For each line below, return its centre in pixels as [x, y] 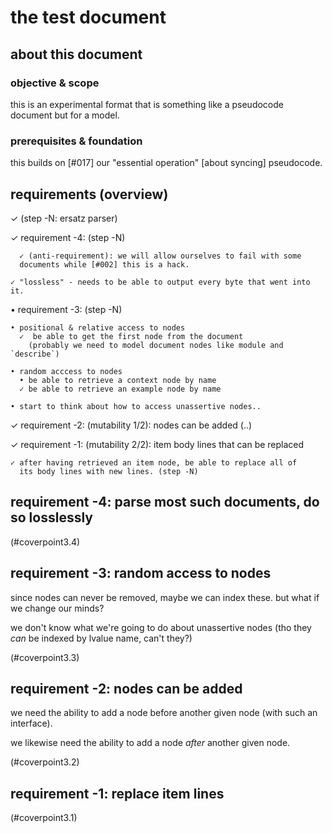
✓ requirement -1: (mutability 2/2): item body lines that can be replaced [157, 444]
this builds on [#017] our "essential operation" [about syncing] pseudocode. [166, 163]
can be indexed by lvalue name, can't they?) [101, 638]
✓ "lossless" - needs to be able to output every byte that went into [160, 282]
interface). [31, 723]
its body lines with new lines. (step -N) [109, 471]
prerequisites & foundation [76, 141]
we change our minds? [57, 608]
